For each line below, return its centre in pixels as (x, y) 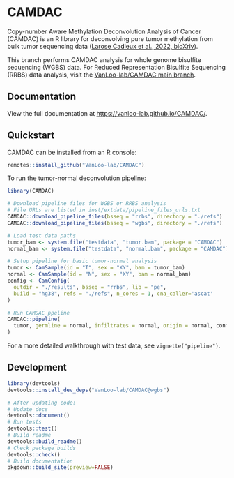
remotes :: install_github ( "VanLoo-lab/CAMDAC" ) (76, 165)
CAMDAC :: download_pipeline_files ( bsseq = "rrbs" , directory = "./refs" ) (115, 217)
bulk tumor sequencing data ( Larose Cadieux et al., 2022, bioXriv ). (103, 46)
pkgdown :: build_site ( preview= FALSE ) (60, 468)
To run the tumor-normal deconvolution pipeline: (77, 178)
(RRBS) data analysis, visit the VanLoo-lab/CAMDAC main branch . (102, 75)
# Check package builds (42, 448)
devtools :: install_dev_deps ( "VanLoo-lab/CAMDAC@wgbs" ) (88, 390)
